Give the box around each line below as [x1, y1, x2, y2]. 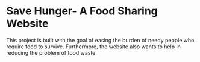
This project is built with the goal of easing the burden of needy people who [6, 36, 195, 44]
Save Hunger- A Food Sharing [6, 4, 158, 18]
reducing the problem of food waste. [6, 49, 98, 56]
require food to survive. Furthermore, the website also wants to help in [6, 43, 181, 50]
